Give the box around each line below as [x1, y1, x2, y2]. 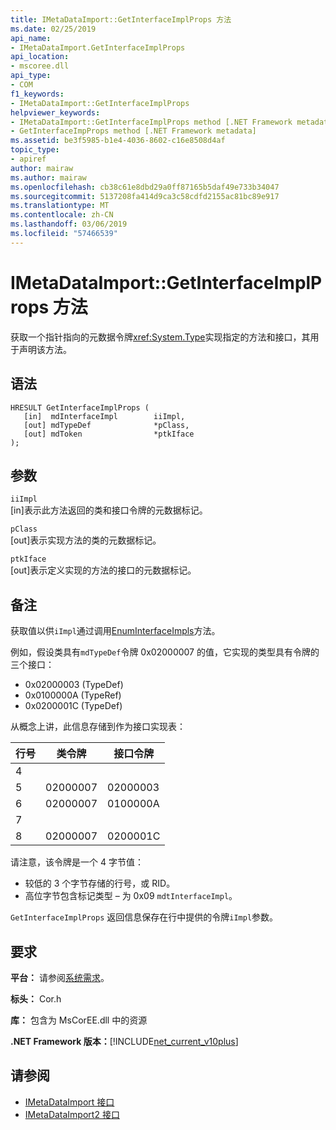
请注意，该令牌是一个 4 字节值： [10, 856, 144, 868]
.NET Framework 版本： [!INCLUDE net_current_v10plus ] [10, 1035, 239, 1047]
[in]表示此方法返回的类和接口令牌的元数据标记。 [10, 504, 208, 516]
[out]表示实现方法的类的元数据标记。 [10, 534, 162, 546]
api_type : [10, 71, 52, 81]
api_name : [10, 33, 52, 43]
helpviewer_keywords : [10, 107, 101, 118]
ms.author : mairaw [10, 172, 87, 183]
